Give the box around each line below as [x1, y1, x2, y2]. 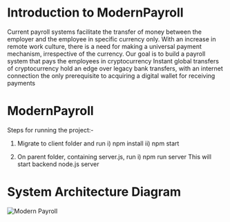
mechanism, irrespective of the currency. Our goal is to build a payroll [7, 50, 206, 58]
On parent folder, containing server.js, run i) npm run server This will [17, 152, 212, 161]
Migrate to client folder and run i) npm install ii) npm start [17, 139, 180, 148]
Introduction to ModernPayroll [7, 5, 184, 21]
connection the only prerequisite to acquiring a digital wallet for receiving [7, 71, 215, 80]
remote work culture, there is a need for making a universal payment [7, 42, 202, 50]
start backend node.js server [17, 160, 99, 168]
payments [7, 79, 36, 87]
